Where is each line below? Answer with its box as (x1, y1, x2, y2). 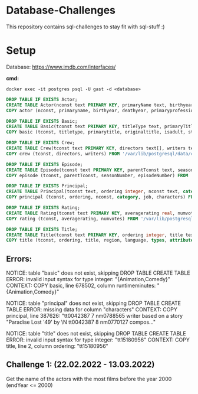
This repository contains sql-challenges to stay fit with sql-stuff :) (6, 23, 165, 30)
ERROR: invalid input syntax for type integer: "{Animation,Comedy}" (6, 276, 171, 283)
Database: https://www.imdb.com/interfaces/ (6, 63, 116, 70)
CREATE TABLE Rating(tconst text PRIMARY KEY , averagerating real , (6, 210, 176, 216)
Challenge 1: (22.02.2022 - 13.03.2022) (6, 360, 155, 370)
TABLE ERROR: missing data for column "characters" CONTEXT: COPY (6, 306, 178, 313)
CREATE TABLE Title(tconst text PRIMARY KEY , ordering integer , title (6, 232, 183, 238)
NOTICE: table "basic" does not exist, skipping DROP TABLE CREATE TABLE (6, 269, 190, 276)
